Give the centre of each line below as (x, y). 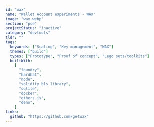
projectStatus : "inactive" (33, 28)
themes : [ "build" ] (29, 51)
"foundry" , (30, 70)
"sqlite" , (29, 89)
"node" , (27, 79)
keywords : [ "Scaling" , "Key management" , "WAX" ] (62, 47)
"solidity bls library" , (45, 84)
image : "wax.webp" (24, 19)
